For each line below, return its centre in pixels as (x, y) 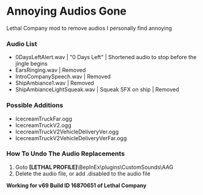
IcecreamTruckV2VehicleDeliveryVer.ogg (67, 132)
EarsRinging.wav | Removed (50, 70)
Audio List (22, 44)
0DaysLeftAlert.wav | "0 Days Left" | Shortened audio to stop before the (106, 57)
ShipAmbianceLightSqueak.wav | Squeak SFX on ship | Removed (97, 90)
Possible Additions (35, 105)
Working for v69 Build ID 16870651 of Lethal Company (76, 185)
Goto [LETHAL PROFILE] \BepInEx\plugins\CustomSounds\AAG (94, 167)
